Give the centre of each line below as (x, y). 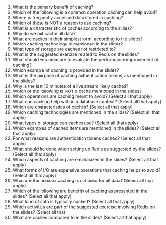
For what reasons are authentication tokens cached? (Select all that (81, 138)
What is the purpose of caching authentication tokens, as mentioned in (85, 75)
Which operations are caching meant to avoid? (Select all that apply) (82, 96)
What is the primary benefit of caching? (53, 7)
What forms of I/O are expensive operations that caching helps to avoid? (86, 170)
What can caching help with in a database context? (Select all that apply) (87, 102)
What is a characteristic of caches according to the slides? (72, 28)
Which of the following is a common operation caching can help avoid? (85, 12)
